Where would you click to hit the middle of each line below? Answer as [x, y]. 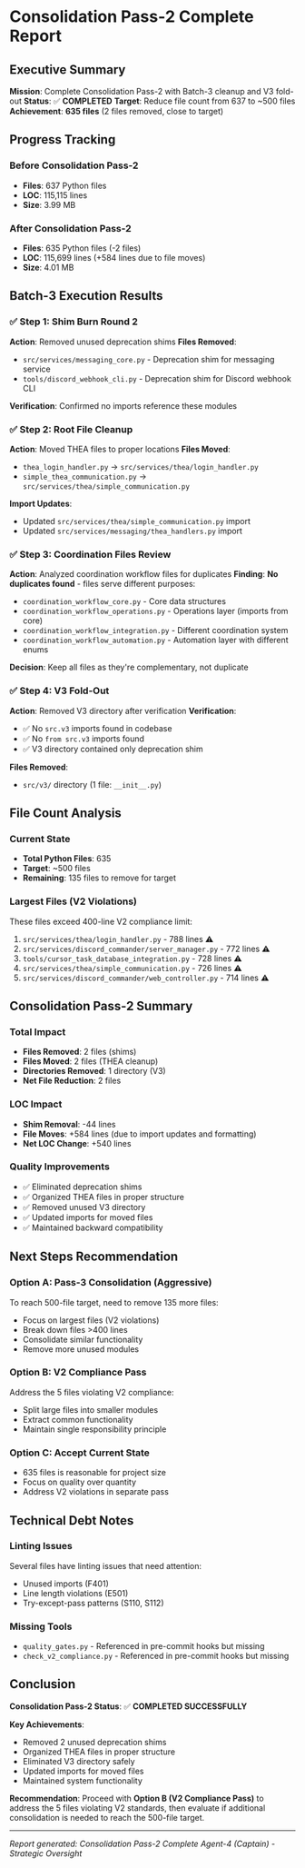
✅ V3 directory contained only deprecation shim [113, 749]
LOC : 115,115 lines [55, 195]
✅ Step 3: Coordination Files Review [90, 554]
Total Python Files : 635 [67, 859]
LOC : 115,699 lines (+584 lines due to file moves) [114, 257]
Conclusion [43, 1684]
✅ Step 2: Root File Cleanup [71, 429]
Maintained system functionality [82, 1780]
